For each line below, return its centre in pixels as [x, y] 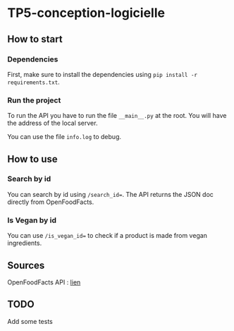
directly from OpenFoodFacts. [51, 202]
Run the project [34, 100]
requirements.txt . [33, 82]
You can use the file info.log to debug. [64, 137]
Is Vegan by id [32, 220]
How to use [32, 159]
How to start [35, 39]
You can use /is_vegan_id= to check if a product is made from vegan [107, 236]
